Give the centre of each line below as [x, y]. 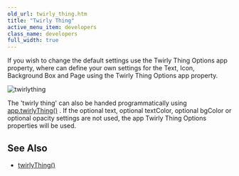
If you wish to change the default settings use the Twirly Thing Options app [117, 60]
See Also [27, 148]
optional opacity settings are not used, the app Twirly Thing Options [107, 119]
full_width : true [33, 40]
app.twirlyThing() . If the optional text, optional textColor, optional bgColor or [119, 111]
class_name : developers [43, 34]
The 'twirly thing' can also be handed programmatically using [97, 103]
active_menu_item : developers [52, 27]
